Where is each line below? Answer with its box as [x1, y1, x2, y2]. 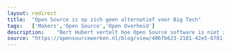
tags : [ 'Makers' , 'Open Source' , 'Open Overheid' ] [7, 22, 155, 29]
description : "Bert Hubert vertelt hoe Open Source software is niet [7, 28, 220, 36]
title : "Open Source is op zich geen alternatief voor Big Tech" [7, 16, 201, 23]
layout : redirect [7, 9, 57, 17]
